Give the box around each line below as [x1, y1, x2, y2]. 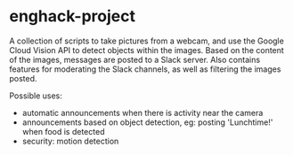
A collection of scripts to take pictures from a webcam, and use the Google [9, 35, 285, 46]
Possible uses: [9, 90, 62, 101]
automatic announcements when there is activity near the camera [21, 107, 264, 118]
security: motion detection [21, 136, 119, 146]
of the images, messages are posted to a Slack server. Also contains [9, 54, 261, 65]
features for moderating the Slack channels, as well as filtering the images [9, 64, 281, 74]
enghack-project [9, 6, 136, 27]
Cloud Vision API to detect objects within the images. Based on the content [9, 44, 285, 55]
